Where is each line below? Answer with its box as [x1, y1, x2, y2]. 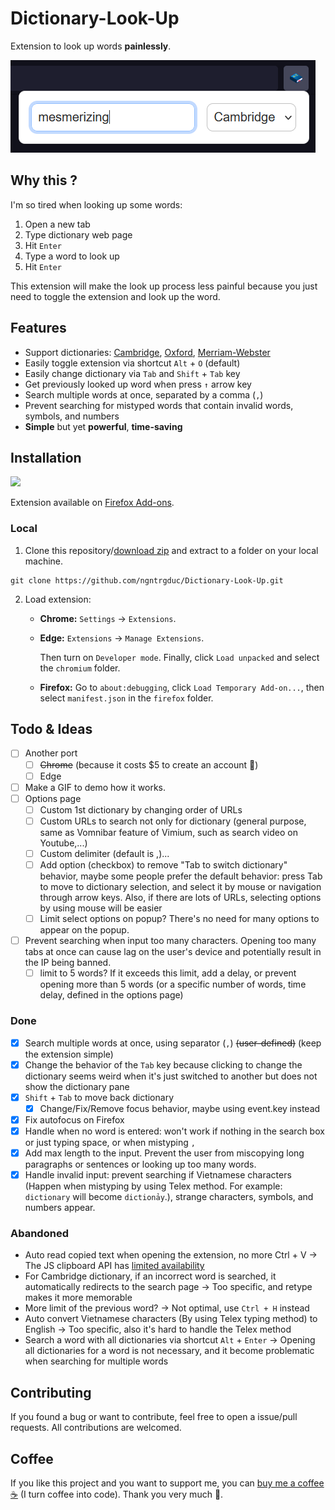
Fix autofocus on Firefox [24, 1113, 125, 1126]
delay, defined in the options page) [39, 989, 184, 1001]
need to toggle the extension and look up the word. [10, 290, 221, 302]
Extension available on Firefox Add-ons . [10, 497, 175, 509]
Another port [24, 747, 78, 759]
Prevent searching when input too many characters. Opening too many [24, 935, 317, 947]
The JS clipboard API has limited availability [24, 1260, 205, 1272]
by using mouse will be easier [39, 902, 163, 914]
